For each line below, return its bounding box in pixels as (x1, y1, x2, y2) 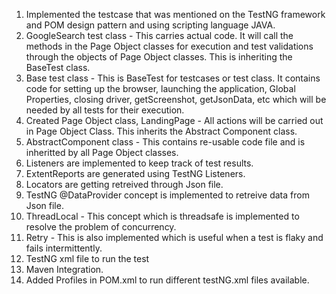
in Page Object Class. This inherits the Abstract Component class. (25, 125, 298, 137)
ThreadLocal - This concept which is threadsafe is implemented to (25, 210, 300, 222)
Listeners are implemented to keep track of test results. (25, 157, 254, 169)
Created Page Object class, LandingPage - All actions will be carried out (25, 115, 324, 126)
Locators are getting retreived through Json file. (25, 179, 224, 190)
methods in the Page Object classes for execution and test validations (25, 40, 314, 52)
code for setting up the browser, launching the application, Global (25, 83, 296, 94)
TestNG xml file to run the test (25, 253, 150, 264)
